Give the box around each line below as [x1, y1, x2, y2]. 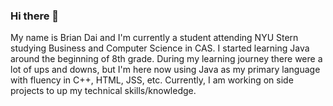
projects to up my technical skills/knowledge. [10, 85, 197, 97]
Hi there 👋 [10, 9, 60, 23]
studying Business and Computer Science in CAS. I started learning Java [10, 42, 310, 54]
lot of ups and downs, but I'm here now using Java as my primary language [10, 64, 321, 76]
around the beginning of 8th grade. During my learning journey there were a [10, 53, 323, 65]
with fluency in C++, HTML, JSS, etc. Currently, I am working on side [10, 74, 294, 86]
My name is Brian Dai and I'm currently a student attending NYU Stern [10, 32, 299, 44]
